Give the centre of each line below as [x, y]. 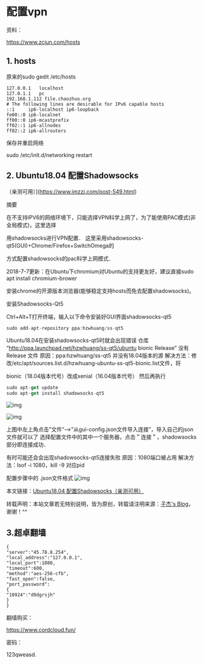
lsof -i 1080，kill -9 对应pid [51, 465]
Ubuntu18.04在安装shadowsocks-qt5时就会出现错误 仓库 [77, 340]
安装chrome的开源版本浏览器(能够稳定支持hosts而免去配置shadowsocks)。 [100, 291]
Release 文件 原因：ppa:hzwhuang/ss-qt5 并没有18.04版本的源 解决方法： [99, 355]
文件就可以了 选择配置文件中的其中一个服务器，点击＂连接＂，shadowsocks [101, 437]
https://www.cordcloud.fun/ [41, 630]
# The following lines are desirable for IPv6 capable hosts [85, 104]
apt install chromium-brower [42, 278]
